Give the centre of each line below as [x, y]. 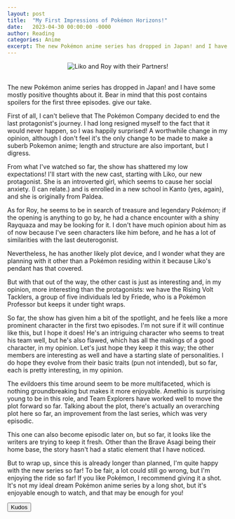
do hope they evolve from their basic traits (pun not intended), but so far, [113, 363]
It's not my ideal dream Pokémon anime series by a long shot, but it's [107, 485]
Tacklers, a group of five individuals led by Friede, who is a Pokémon [107, 297]
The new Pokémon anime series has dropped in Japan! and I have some [112, 87]
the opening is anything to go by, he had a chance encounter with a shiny [113, 217]
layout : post [26, 14]
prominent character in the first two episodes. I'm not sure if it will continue [116, 325]
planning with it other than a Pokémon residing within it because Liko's [109, 261]
